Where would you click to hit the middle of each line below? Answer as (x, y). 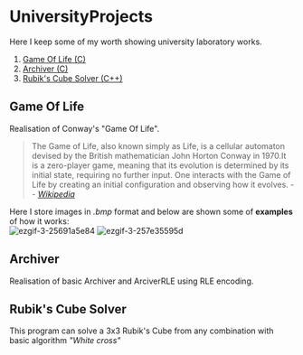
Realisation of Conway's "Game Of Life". (85, 128)
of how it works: (39, 221)
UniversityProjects (81, 17)
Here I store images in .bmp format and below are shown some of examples (151, 211)
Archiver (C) (45, 69)
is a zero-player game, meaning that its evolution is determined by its (160, 165)
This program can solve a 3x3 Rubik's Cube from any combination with (142, 331)
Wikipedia (56, 194)
